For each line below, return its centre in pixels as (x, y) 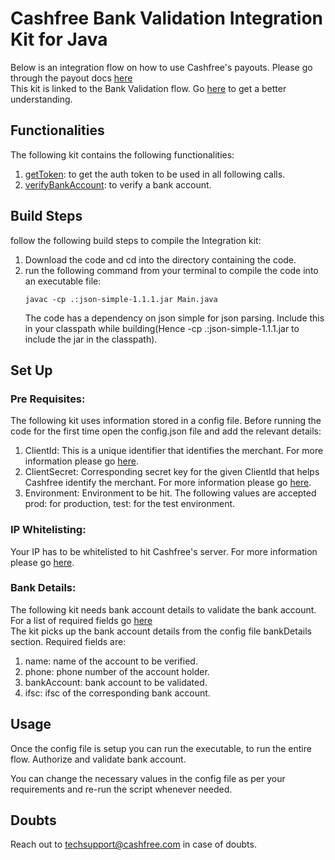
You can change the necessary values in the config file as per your (148, 778)
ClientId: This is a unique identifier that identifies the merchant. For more (174, 451)
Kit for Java (59, 39)
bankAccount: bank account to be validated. (116, 682)
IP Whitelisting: (48, 530)
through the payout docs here (71, 78)
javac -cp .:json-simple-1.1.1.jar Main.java (121, 299)
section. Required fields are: (68, 641)
